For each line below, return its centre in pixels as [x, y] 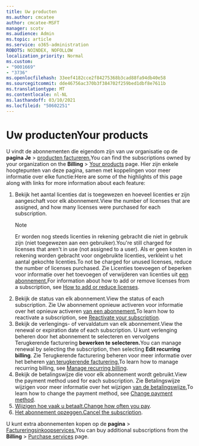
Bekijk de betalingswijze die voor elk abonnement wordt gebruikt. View [101, 375]
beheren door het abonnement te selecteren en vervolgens [87, 337]
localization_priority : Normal [45, 56]
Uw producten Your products [77, 135]
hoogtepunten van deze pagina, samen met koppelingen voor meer [89, 171]
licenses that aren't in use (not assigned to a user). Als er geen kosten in [103, 249]
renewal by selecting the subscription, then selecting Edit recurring [97, 349]
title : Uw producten [32, 12]
